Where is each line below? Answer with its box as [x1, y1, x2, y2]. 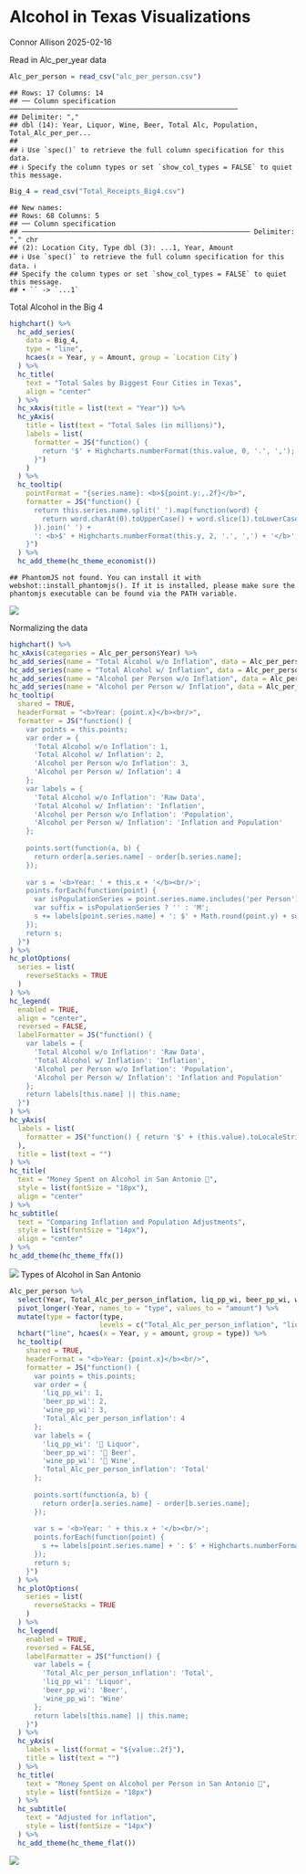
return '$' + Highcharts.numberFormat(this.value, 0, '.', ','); [42, 446, 296, 456]
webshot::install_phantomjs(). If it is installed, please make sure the [9, 582, 296, 591]
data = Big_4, [25, 336, 79, 345]
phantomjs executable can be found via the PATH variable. [9, 589, 239, 599]
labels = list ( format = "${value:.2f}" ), [25, 1745, 185, 1754]
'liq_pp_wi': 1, [42, 1388, 104, 1398]
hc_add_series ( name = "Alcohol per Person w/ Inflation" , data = [9, 682, 262, 691]
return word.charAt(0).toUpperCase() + [42, 514, 194, 523]
